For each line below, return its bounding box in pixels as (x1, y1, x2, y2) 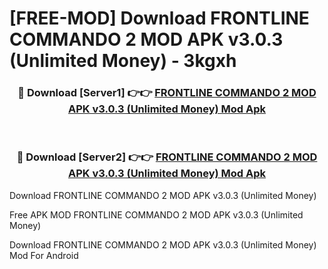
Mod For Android (9, 249, 79, 261)
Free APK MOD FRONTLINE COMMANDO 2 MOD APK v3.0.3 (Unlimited (9, 208, 304, 221)
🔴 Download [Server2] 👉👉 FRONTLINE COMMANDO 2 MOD (16, 150, 318, 164)
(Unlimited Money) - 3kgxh (9, 50, 237, 72)
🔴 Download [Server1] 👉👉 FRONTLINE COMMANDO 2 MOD (17, 86, 317, 100)
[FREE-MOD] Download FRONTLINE (9, 7, 310, 30)
